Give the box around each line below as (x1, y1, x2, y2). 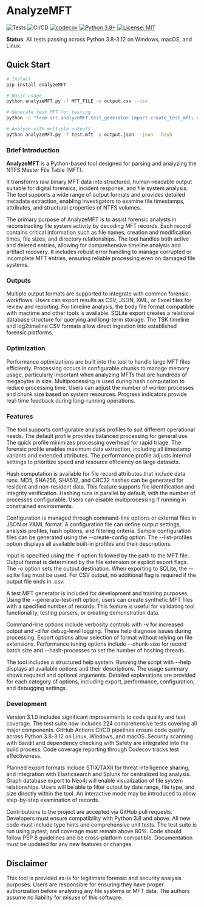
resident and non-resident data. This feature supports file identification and (6, 482, 195, 490)
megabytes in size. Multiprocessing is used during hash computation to (6, 377, 185, 384)
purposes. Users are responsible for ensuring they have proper (6, 881, 164, 888)
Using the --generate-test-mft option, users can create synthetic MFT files (6, 596, 193, 603)
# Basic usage (6, 93, 42, 99)
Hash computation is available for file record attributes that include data (6, 470, 186, 477)
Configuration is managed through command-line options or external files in (6, 514, 196, 521)
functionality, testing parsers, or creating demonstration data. (6, 609, 160, 616)
